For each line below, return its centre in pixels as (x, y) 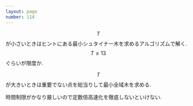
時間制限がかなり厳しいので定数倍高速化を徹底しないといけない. (84, 97)
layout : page (21, 11)
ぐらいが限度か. (24, 63)
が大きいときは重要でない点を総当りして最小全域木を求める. (78, 84)
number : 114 (20, 17)
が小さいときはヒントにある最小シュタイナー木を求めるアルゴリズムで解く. (96, 43)
